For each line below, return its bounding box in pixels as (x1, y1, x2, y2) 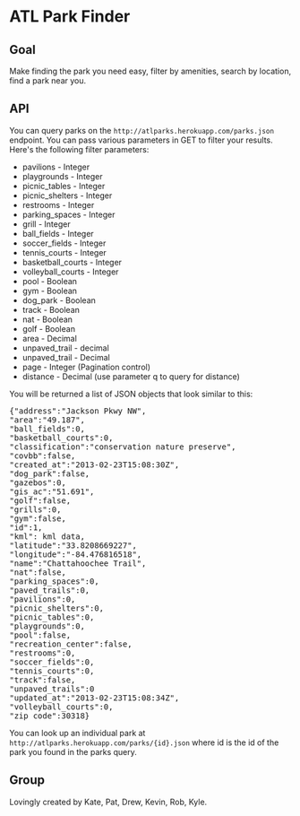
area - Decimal (21, 333, 78, 343)
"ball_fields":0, (9, 423, 85, 434)
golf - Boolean (21, 323, 76, 334)
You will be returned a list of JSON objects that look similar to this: (9, 388, 253, 399)
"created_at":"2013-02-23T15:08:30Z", (9, 459, 180, 470)
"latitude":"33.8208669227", (9, 540, 137, 551)
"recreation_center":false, (9, 638, 133, 649)
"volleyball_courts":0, (9, 701, 114, 712)
